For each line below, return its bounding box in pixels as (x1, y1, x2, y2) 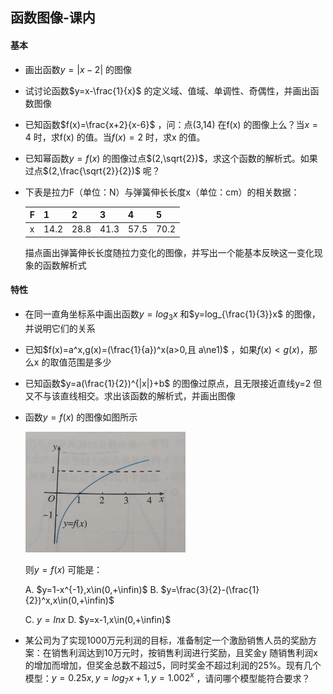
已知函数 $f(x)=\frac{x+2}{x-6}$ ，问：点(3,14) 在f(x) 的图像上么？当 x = (24, 118, 319, 130)
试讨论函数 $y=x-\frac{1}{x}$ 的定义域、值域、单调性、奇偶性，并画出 (24, 84, 311, 97)
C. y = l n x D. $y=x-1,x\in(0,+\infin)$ (24, 613, 172, 625)
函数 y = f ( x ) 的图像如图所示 (24, 411, 138, 423)
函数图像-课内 (10, 9, 96, 27)
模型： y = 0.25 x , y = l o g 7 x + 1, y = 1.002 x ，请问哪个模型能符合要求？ (24, 670, 311, 687)
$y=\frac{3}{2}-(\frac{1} (160, 583, 260, 595)
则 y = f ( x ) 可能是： (24, 563, 103, 575)
